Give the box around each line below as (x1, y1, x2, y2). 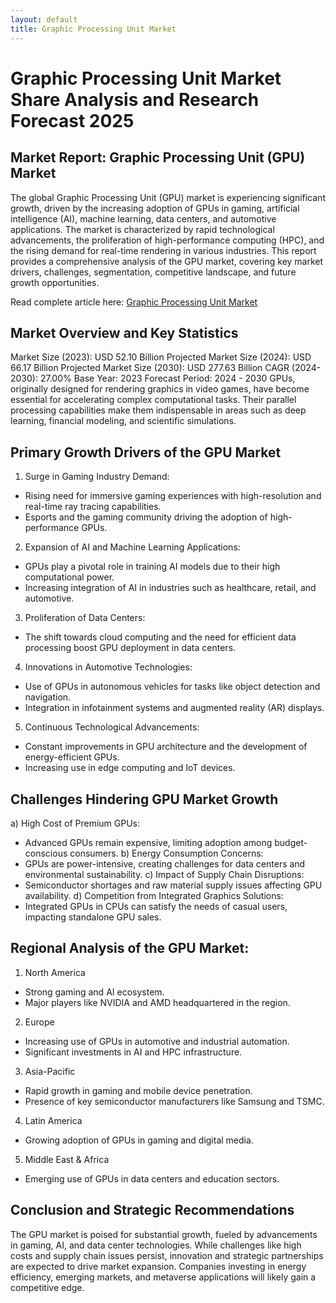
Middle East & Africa (24, 1153, 110, 1165)
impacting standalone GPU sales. (24, 911, 162, 923)
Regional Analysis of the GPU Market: (10, 940, 250, 957)
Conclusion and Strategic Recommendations (10, 1202, 295, 1219)
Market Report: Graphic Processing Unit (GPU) (10, 149, 306, 166)
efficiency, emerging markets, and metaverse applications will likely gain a (10, 1271, 317, 1283)
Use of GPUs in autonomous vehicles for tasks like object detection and (24, 681, 321, 693)
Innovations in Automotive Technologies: (24, 661, 193, 673)
